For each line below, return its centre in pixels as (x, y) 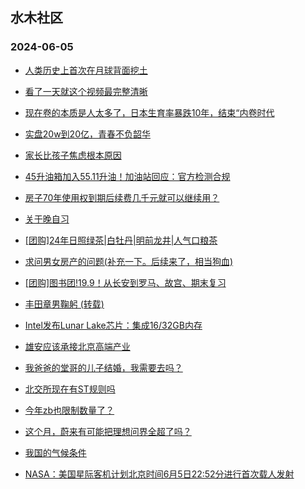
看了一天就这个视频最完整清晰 (86, 91)
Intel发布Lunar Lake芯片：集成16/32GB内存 (113, 325)
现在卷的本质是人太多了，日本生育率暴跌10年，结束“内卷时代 (149, 112)
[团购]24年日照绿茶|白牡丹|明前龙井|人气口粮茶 (121, 240)
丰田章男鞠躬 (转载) (64, 304)
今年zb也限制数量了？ (69, 410)
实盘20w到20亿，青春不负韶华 (87, 134)
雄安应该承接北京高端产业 (77, 346)
